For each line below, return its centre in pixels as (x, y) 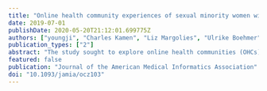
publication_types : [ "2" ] (51, 45)
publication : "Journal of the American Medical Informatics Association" (133, 67)
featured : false (35, 60)
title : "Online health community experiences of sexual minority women (129, 15)
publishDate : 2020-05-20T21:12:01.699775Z (79, 30)
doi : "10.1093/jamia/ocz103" (56, 74)
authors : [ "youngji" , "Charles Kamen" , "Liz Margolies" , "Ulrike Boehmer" (135, 38)
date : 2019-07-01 (37, 23)
